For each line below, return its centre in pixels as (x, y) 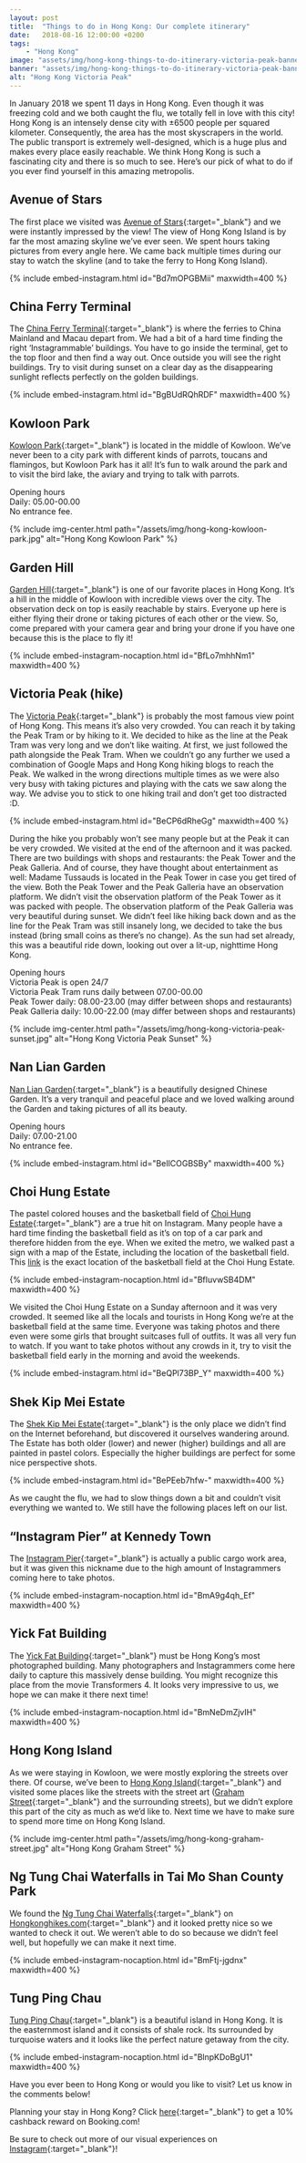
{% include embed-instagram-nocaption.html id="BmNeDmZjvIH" (133, 1712)
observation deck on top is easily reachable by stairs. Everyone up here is (148, 609)
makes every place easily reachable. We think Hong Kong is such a (135, 151)
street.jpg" (30, 1848)
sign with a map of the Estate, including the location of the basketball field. (149, 1252)
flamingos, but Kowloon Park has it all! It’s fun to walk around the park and (148, 465)
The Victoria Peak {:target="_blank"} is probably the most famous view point (152, 716)
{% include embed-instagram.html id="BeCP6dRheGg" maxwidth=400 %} (149, 821)
